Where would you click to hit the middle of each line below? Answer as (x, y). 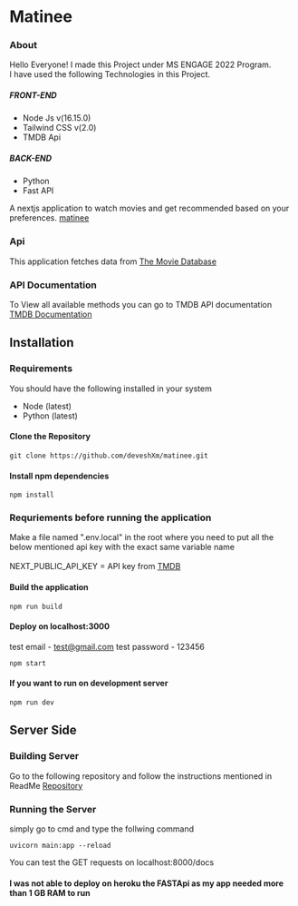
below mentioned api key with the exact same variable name (122, 547)
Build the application (49, 587)
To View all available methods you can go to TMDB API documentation (141, 305)
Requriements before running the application (111, 517)
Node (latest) (47, 406)
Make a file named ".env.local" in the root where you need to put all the (142, 537)
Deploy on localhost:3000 (60, 626)
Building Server (44, 756)
